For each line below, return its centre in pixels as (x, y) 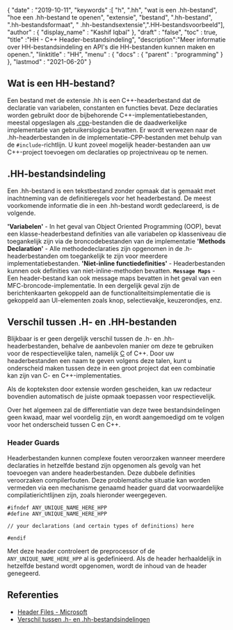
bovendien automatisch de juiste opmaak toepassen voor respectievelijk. (112, 396)
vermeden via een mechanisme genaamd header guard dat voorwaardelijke (115, 487)
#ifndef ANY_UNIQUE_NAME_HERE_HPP (57, 508)
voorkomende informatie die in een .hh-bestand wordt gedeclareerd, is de (113, 205)
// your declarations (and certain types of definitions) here (101, 526)
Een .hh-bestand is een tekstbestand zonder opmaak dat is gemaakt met (111, 191)
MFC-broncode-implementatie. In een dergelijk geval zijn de (94, 285)
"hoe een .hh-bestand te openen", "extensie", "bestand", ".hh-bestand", (110, 17)
